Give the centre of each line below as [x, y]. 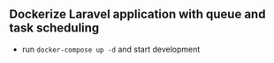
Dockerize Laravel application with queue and [137, 14]
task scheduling [54, 28]
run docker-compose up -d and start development [111, 49]
